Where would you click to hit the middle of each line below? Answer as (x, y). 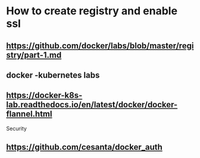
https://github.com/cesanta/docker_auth (84, 147)
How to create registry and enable (92, 11)
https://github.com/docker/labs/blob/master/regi (100, 46)
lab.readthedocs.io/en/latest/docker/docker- (92, 105)
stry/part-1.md (34, 55)
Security (16, 128)
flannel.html (29, 114)
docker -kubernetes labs (53, 75)
